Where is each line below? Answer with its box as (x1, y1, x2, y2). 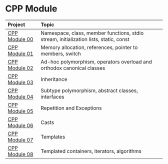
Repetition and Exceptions (40, 104, 102, 111)
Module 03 (7, 78, 33, 85)
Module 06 (7, 122, 33, 129)
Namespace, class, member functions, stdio (40, 29, 144, 36)
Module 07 (7, 136, 33, 143)
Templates (40, 133, 65, 140)
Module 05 (7, 107, 33, 114)
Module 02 (7, 64, 33, 71)
